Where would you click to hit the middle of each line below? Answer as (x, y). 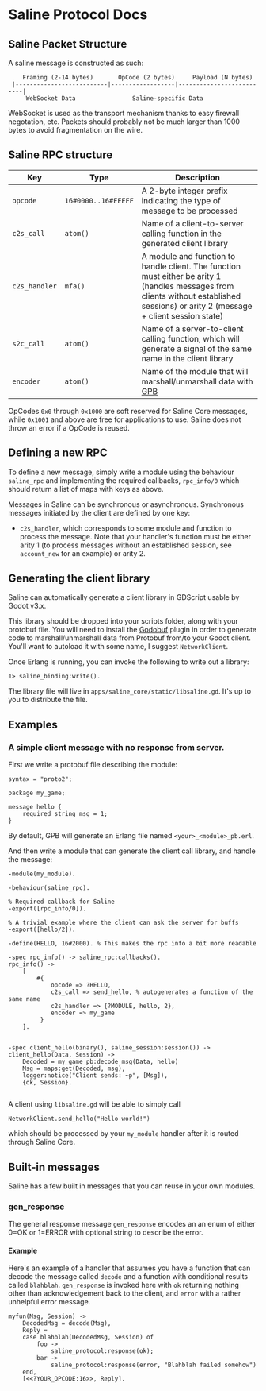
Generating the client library (79, 579)
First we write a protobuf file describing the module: (93, 765)
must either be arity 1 (181, 276)
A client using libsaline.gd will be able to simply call (94, 1104)
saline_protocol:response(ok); (102, 1351)
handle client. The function (191, 266)
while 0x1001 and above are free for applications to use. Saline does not (125, 419)
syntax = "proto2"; (40, 779)
